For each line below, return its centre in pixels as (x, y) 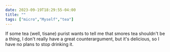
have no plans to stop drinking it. (39, 44)
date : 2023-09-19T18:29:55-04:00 (41, 10)
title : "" (16, 15)
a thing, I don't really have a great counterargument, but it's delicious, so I (82, 39)
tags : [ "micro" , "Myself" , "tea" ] (39, 19)
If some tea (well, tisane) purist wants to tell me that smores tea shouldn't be (85, 34)
